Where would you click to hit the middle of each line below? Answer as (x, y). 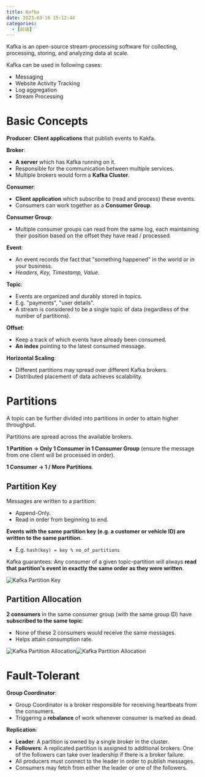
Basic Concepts (47, 121)
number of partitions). (43, 316)
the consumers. (35, 711)
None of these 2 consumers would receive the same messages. (95, 632)
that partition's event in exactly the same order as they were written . (95, 568)
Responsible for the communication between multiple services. (95, 169)
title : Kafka (23, 12)
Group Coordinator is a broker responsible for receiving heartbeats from (106, 705)
